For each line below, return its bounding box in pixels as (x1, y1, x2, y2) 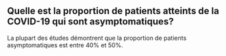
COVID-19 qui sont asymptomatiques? (7, 16, 174, 28)
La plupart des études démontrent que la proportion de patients (7, 34, 187, 42)
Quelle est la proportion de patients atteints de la (7, 5, 219, 17)
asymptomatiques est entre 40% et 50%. (7, 40, 123, 49)
